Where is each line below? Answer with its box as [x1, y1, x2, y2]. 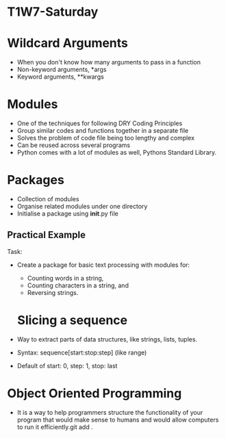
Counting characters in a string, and [27, 281, 129, 289]
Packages [7, 172, 65, 188]
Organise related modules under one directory [16, 203, 148, 210]
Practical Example [7, 229, 86, 241]
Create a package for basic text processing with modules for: [16, 261, 190, 269]
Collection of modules [16, 195, 79, 203]
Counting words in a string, [27, 274, 104, 282]
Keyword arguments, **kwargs [16, 73, 104, 81]
